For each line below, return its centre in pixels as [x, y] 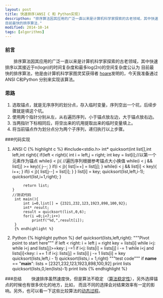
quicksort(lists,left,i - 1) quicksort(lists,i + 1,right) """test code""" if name [84, 258]
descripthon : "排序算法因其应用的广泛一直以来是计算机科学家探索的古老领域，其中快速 [82, 18]
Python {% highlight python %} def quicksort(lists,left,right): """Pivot [81, 237]
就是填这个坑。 [31, 111]
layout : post [18, 9]
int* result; [36, 207]
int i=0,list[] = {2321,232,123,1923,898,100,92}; [75, 203]
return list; [36, 185]
